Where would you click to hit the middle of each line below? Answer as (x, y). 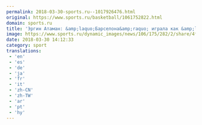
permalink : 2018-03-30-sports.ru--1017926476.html (71, 12)
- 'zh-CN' (21, 90)
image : (14, 34)
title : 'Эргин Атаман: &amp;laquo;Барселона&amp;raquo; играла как (93, 29)
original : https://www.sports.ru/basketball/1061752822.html (84, 17)
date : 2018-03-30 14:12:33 (40, 40)
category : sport (26, 46)
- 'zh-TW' (21, 96)
